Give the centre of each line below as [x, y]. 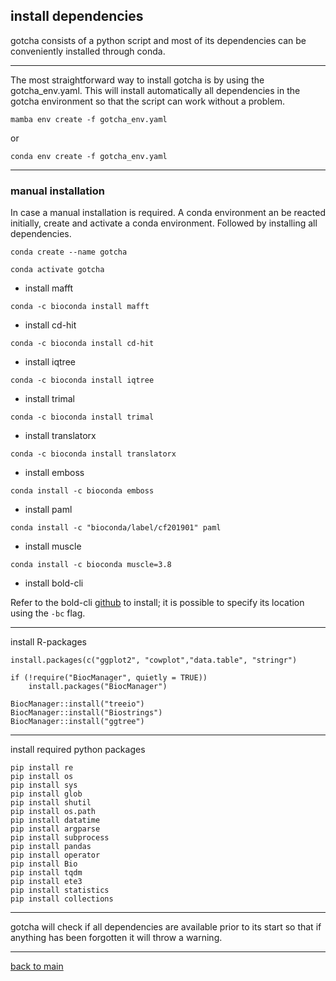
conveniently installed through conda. [88, 51]
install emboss [54, 473]
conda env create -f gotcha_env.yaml [89, 156]
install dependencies [77, 16]
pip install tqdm [46, 873]
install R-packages [48, 642]
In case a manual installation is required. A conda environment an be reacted [168, 213]
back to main [37, 966]
